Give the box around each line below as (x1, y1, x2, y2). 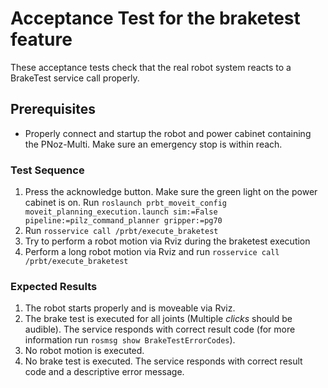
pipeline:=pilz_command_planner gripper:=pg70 (24, 216, 223, 226)
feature (10, 28, 73, 51)
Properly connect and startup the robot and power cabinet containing (24, 127, 312, 139)
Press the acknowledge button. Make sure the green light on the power (24, 186, 318, 198)
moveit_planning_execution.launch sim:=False (24, 207, 218, 217)
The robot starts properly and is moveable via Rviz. (24, 302, 236, 314)
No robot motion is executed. (24, 345, 145, 357)
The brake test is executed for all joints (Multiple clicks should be (24, 313, 293, 325)
